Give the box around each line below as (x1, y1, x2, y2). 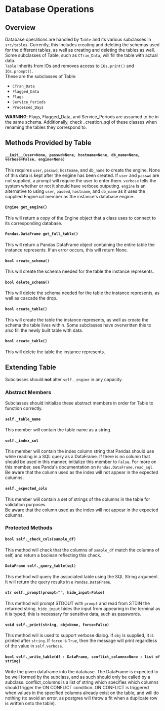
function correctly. (5, 405, 43, 411)
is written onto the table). (5, 701, 56, 707)
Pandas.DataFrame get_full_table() (5, 232, 79, 237)
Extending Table (5, 363, 56, 372)
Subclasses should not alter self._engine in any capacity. (5, 376, 123, 382)
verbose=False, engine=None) (5, 157, 65, 162)
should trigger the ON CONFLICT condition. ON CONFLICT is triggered (5, 685, 149, 691)
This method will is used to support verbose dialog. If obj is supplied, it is (5, 632, 154, 638)
